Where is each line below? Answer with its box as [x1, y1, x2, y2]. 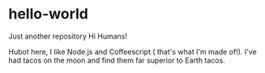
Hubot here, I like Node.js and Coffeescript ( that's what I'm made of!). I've [8, 47, 257, 56]
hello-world [8, 5, 89, 23]
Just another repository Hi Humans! [8, 31, 128, 41]
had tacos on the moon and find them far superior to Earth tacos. [8, 55, 225, 65]
